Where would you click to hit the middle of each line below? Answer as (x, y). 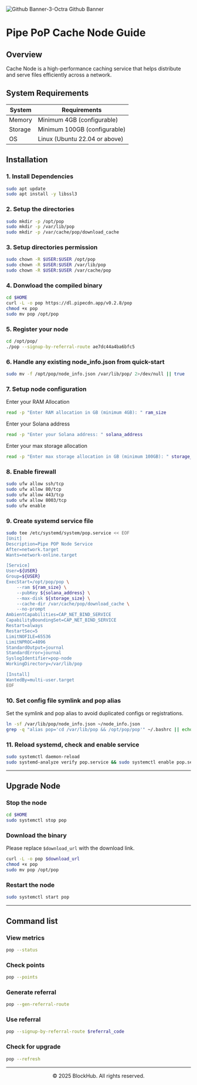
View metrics (26, 937)
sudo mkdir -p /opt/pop (35, 221)
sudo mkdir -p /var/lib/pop (40, 227)
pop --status (22, 950)
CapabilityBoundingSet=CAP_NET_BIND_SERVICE (61, 620)
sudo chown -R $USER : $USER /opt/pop (51, 259)
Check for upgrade (33, 1047)
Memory (21, 119)
